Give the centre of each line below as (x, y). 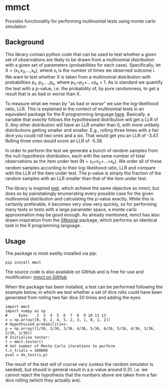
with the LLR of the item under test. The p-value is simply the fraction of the (83, 173)
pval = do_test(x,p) (27, 355)
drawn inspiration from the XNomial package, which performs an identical (81, 220)
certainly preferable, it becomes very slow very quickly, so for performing (81, 204)
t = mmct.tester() (24, 342)
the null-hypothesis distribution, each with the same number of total (75, 156)
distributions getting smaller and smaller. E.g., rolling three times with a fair (82, 130)
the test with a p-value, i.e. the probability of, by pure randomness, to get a (82, 89)
